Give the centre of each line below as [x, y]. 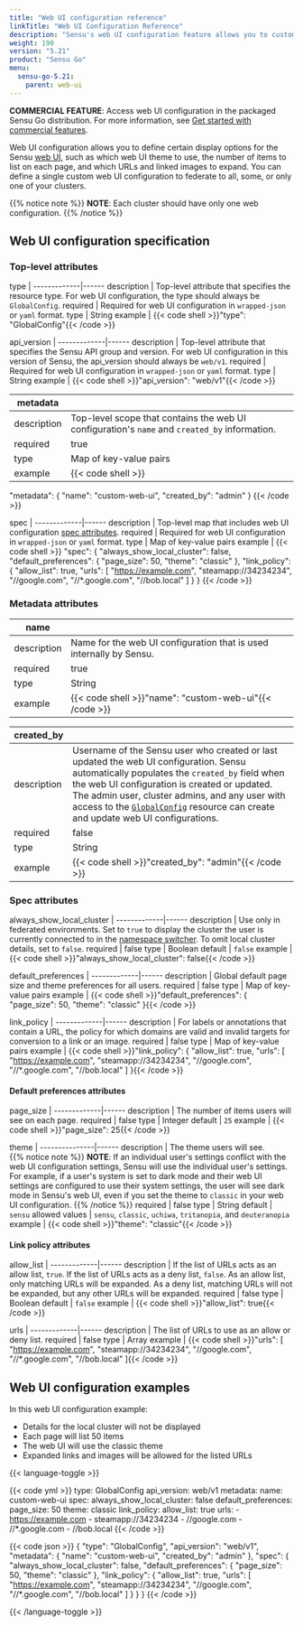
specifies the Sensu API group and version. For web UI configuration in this [149, 352]
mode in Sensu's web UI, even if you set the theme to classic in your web [147, 1195]
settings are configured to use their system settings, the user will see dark [147, 1186]
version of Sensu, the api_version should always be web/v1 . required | [138, 361]
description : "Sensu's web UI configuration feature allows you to [139, 34]
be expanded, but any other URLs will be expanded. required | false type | [147, 1294]
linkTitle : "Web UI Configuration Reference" [96, 26]
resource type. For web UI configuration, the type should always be [134, 296]
